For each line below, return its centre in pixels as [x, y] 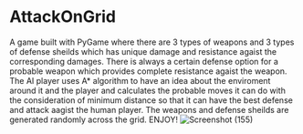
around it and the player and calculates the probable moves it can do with [147, 90]
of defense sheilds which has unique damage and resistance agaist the [143, 51]
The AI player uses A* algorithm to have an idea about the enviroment [140, 80]
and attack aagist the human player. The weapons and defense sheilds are [149, 109]
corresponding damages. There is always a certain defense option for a [144, 61]
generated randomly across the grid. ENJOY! [94, 119]
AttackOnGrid [63, 17]
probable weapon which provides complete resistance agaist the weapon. [148, 71]
